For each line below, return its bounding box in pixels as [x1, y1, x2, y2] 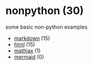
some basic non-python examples [5, 23, 88, 30]
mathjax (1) [13, 47, 41, 54]
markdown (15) [13, 34, 50, 41]
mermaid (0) [13, 53, 44, 60]
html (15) [13, 41, 36, 48]
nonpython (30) [5, 4, 84, 18]
